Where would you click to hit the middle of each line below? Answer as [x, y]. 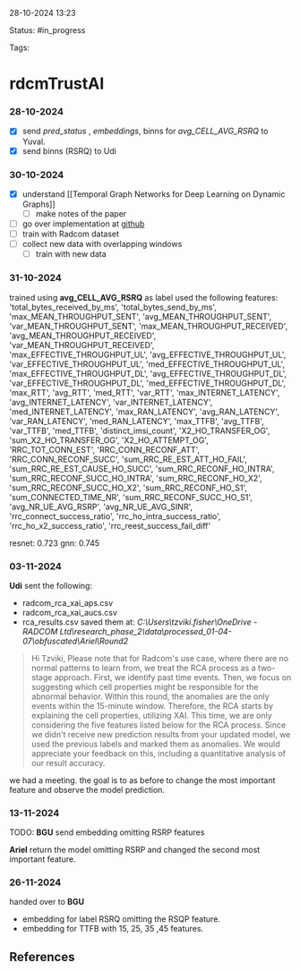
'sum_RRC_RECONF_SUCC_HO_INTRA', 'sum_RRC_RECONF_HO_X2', [136, 478]
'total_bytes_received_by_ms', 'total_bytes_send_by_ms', [113, 307]
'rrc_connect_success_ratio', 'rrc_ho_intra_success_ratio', [115, 516]
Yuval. [34, 141]
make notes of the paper [81, 213]
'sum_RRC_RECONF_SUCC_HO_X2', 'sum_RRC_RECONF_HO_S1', [129, 488]
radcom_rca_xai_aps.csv [68, 602]
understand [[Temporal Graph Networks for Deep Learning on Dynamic [154, 194]
